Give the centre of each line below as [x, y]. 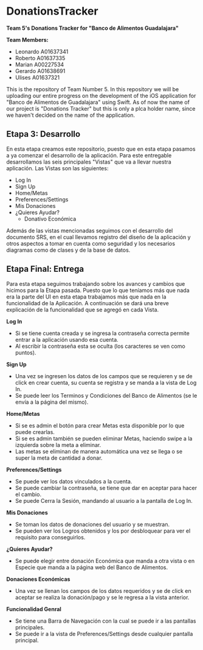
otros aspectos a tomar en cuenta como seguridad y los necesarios [91, 243]
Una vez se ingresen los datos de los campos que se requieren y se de [104, 376]
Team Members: [27, 40]
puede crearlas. [35, 432]
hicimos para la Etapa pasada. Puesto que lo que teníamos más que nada [98, 290]
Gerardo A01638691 [40, 71]
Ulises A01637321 [37, 77]
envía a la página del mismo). [52, 402]
